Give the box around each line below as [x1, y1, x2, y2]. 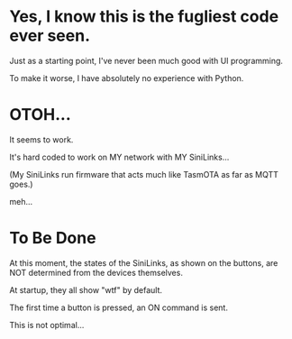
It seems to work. [9, 133, 74, 145]
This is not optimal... [9, 319, 85, 330]
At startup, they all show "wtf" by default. [9, 284, 163, 295]
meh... [9, 196, 33, 206]
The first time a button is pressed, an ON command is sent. [9, 302, 228, 313]
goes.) [9, 179, 33, 189]
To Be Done [9, 228, 96, 249]
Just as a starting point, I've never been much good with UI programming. [9, 55, 284, 66]
